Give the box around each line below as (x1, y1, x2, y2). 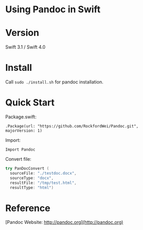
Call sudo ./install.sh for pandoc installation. (5, 79, 104, 85)
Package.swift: (5, 114, 37, 120)
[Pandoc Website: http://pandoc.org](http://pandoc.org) (5, 219, 124, 225)
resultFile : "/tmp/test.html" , (10, 180, 77, 185)
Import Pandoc (5, 147, 36, 152)
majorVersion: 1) (5, 128, 43, 133)
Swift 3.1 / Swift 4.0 (5, 44, 46, 50)
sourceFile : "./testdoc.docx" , (10, 171, 77, 176)
